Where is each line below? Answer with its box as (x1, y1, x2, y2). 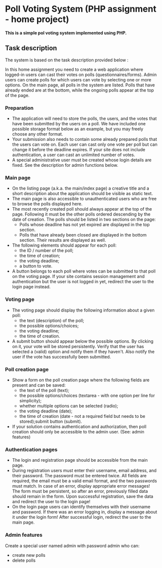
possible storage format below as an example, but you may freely (12, 126, 144, 132)
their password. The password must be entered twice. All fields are (12, 473, 147, 479)
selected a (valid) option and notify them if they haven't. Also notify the (12, 349, 155, 354)
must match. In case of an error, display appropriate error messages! (12, 483, 150, 489)
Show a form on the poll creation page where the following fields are (12, 377, 150, 383)
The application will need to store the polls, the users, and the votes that (12, 116, 157, 121)
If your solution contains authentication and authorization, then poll (12, 423, 147, 430)
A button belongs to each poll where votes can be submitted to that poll (12, 268, 156, 274)
